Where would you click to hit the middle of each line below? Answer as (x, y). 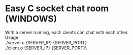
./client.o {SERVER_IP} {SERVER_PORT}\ (46, 48)
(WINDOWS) (31, 19)
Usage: (12, 37)
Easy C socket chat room (57, 9)
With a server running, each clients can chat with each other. (67, 32)
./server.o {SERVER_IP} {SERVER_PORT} (46, 42)
